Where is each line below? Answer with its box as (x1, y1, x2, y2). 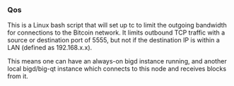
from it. (7, 72, 28, 80)
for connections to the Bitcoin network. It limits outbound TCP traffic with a (7, 28, 226, 37)
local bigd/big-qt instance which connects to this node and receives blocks (7, 65, 227, 73)
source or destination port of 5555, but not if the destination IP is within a (7, 36, 221, 44)
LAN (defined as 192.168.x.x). (7, 44, 93, 52)
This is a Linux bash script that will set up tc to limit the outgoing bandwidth (7, 21, 228, 30)
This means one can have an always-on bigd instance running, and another (7, 57, 228, 66)
